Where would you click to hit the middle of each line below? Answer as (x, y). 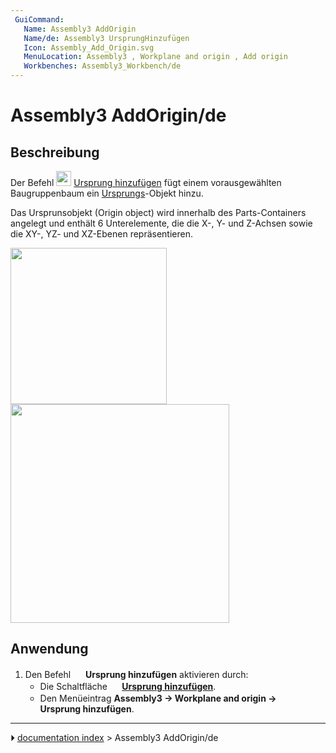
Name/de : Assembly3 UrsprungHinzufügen (106, 38)
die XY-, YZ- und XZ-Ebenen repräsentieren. (102, 234)
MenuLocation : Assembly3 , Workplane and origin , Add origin (155, 57)
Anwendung (49, 649)
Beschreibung (55, 152)
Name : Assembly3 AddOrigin (80, 29)
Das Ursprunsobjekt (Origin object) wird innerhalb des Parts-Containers (158, 212)
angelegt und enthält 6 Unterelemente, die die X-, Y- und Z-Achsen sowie (161, 223)
